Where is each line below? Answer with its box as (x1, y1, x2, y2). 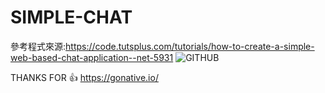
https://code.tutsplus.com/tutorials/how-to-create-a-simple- (65, 40, 315, 52)
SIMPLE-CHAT (10, 6, 133, 29)
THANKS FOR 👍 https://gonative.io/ (10, 71, 159, 83)
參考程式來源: (10, 40, 67, 52)
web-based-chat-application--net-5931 (10, 51, 174, 63)
